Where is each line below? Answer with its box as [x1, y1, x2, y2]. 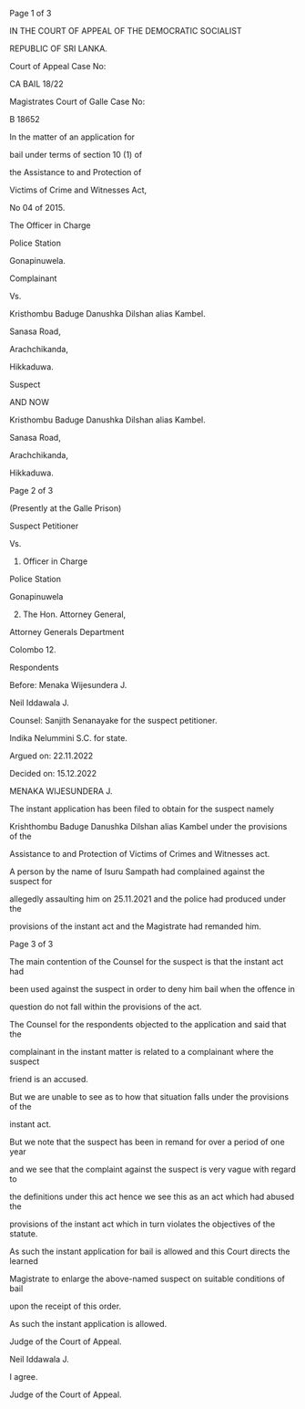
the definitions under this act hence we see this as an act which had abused [9, 1191, 295, 1202]
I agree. [9, 1372, 38, 1382]
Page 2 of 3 [9, 485, 54, 496]
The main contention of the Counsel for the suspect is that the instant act [9, 956, 284, 966]
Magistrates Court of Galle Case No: [9, 96, 146, 107]
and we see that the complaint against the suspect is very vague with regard [9, 1164, 296, 1174]
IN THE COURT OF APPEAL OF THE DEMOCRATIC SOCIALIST [9, 26, 242, 36]
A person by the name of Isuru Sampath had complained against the [9, 866, 266, 877]
